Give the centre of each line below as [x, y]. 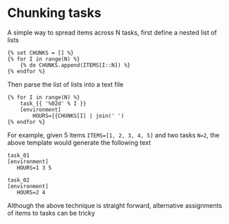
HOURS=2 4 [31, 192]
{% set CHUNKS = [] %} [41, 53]
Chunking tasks [54, 13]
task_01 [19, 155]
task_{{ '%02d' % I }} [53, 104]
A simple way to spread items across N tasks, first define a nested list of [112, 32]
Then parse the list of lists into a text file [66, 84]
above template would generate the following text [79, 142]
